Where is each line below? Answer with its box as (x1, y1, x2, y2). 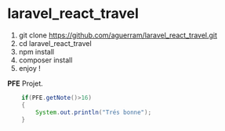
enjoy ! (18, 63, 41, 73)
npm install (18, 47, 55, 56)
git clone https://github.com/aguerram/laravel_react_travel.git (18, 30, 217, 40)
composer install (18, 55, 73, 65)
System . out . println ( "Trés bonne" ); (35, 108, 152, 116)
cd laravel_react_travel (18, 38, 92, 48)
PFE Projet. (7, 79, 44, 88)
